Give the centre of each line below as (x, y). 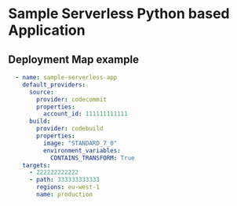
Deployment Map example (74, 59)
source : (42, 92)
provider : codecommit (72, 99)
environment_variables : (82, 150)
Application (47, 30)
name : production (64, 194)
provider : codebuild (70, 129)
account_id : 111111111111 (85, 114)
